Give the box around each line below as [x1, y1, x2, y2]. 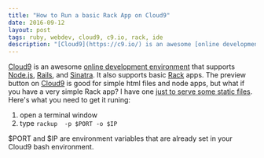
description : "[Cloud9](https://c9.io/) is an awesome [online [8, 41, 220, 48]
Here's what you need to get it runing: [8, 95, 131, 105]
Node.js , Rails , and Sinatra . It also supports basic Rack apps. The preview [8, 70, 246, 80]
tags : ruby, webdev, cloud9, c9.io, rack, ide [8, 33, 163, 41]
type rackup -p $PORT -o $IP [19, 119, 118, 128]
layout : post [8, 26, 51, 34]
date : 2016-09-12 [8, 19, 65, 27]
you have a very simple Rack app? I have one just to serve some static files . [8, 87, 253, 96]
